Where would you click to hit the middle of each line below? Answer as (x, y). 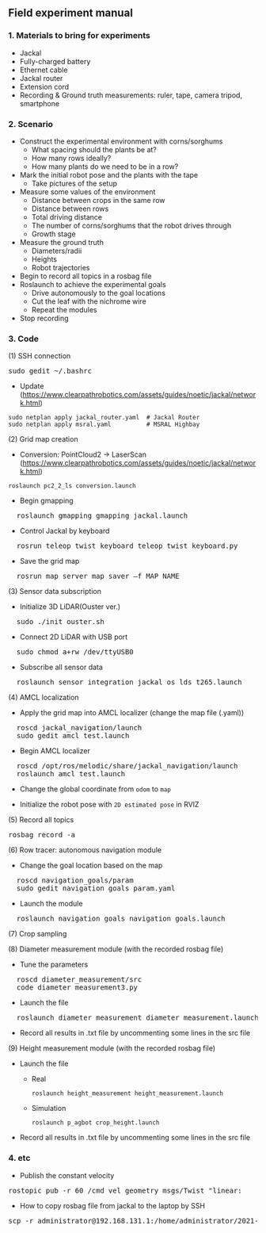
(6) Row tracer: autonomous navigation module (85, 850)
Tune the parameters (54, 965)
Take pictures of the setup (74, 183)
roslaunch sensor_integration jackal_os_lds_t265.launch (129, 682)
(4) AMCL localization (44, 698)
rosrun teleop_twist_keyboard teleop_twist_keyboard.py (127, 546)
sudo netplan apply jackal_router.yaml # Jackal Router (104, 418)
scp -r (21, 1221)
